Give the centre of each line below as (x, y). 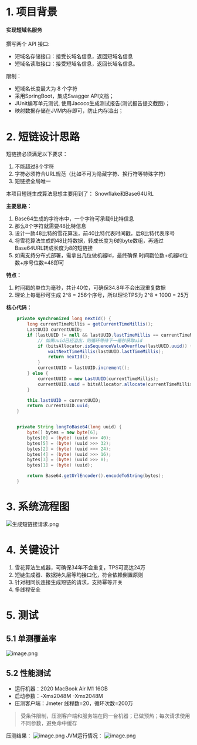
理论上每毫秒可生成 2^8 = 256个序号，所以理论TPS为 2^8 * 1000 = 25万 (101, 295)
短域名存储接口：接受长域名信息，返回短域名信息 (74, 56)
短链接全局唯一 (33, 181)
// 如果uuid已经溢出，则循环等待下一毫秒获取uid (90, 340)
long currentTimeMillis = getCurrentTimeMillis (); (90, 324)
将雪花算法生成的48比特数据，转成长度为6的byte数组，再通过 (89, 241)
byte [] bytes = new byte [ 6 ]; (63, 432)
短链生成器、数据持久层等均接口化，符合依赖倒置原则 (79, 575)
